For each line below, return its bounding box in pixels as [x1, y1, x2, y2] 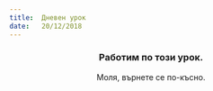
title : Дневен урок [9, 13, 87, 23]
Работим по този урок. [98, 51, 204, 64]
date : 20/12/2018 [9, 22, 83, 31]
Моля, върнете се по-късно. [96, 71, 206, 82]
